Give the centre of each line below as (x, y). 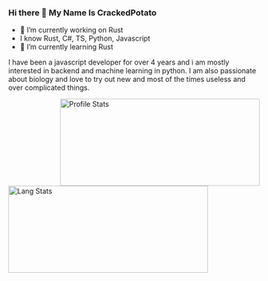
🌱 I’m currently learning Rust (67, 47)
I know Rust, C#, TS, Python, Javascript (85, 38)
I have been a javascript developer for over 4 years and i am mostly (119, 62)
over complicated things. (49, 88)
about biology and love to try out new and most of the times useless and (127, 80)
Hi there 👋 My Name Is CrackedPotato (83, 13)
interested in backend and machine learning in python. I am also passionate (132, 71)
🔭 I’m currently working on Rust (71, 30)
